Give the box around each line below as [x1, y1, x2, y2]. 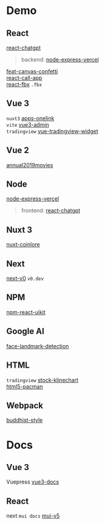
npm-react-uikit [6, 309, 46, 316]
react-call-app [6, 74, 42, 81]
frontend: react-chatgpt [21, 207, 81, 214]
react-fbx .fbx [6, 80, 42, 88]
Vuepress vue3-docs [6, 478, 59, 485]
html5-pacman [6, 382, 44, 390]
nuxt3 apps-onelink [6, 114, 55, 122]
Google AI [6, 326, 44, 337]
